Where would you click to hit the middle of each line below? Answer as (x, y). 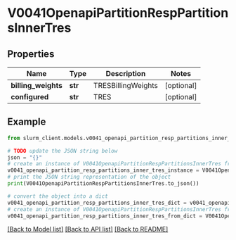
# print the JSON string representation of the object (89, 177)
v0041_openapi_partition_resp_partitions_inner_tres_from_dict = (105, 216)
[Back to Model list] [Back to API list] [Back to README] (88, 229)
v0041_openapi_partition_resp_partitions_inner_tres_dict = (97, 203)
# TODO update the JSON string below (63, 151)
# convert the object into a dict (58, 196)
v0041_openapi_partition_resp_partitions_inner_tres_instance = (103, 170)
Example (27, 122)
